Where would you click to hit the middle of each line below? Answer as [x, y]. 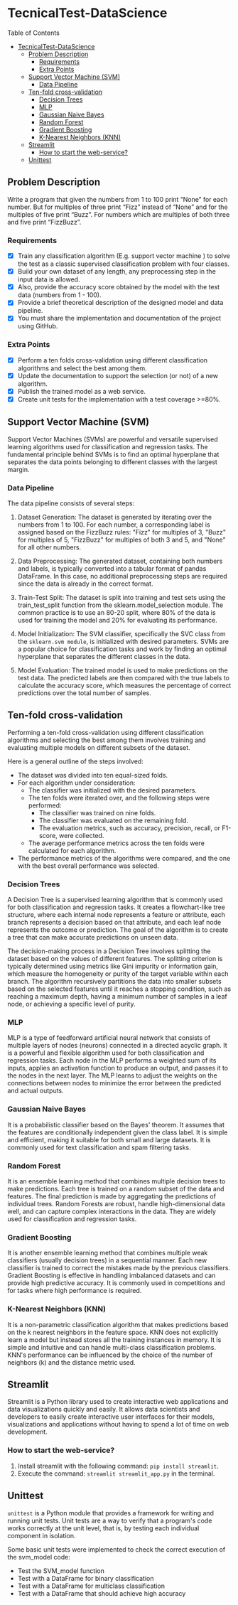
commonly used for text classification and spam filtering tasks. [99, 1147]
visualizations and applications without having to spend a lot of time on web [118, 1424]
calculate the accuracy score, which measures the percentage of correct [124, 686]
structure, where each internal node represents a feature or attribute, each [117, 915]
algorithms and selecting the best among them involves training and [107, 740]
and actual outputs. [36, 1091]
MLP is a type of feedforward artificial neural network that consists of [109, 1038]
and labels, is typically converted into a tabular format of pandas [112, 569]
